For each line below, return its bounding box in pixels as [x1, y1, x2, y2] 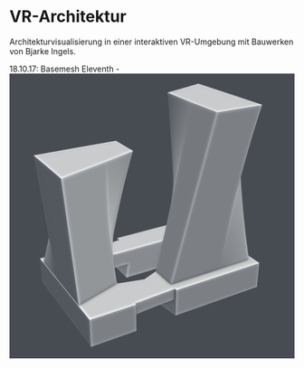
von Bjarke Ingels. [9, 45, 77, 56]
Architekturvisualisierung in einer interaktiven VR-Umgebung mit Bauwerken [9, 36, 294, 47]
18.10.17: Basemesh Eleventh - [9, 63, 120, 74]
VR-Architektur [9, 6, 127, 27]
